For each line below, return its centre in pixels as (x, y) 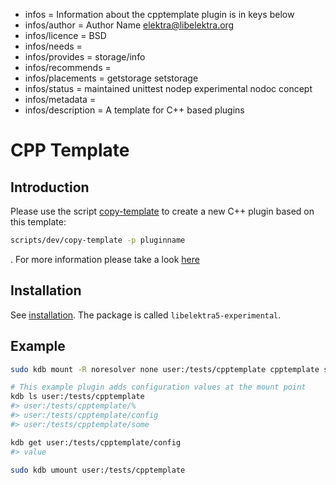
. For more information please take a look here (105, 259)
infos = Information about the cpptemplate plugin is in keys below (159, 14)
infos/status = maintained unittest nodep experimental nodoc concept (168, 88)
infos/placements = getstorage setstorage (111, 78)
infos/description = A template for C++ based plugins (134, 110)
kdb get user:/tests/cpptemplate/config (96, 442)
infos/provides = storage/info (85, 57)
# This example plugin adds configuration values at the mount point (158, 387)
